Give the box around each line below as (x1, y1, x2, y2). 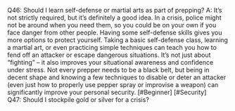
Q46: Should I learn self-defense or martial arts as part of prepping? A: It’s (7, 6, 222, 14)
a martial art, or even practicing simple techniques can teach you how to (7, 44, 217, 51)
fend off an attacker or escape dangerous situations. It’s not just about (7, 51, 211, 59)
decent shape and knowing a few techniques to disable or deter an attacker (7, 73, 227, 81)
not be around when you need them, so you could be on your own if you (7, 21, 217, 29)
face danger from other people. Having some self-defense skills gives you (7, 28, 223, 37)
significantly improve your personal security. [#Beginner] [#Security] (7, 88, 207, 96)
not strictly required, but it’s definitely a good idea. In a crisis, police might (7, 13, 222, 22)
